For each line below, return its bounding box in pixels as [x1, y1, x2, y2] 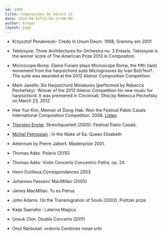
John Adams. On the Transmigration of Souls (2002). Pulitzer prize [12, 198, 146, 203]
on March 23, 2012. [12, 98, 51, 104]
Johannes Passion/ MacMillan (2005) [12, 179, 88, 184]
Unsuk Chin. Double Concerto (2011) [12, 216, 86, 222]
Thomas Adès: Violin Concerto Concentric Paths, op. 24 [12, 160, 125, 165]
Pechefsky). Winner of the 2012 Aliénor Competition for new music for [12, 88, 153, 93]
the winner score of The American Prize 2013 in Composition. [12, 53, 136, 59]
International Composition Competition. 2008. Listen [12, 112, 117, 118]
